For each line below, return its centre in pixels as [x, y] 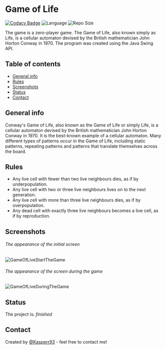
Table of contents [33, 64]
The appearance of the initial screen [42, 244]
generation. [24, 195]
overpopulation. [28, 206]
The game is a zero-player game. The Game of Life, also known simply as [81, 32]
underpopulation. [30, 184]
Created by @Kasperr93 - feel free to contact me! [56, 342]
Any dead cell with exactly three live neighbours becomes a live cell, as [85, 211]
